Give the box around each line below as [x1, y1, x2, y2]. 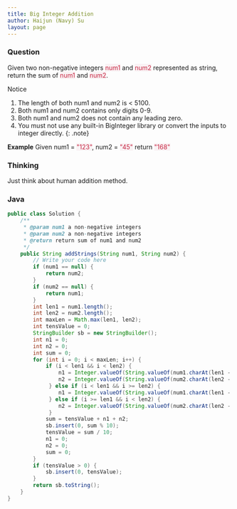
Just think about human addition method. [7, 176, 128, 185]
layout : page [7, 23, 46, 31]
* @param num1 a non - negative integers [23, 224, 142, 231]
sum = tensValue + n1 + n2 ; [45, 416, 130, 423]
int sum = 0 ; [33, 350, 72, 357]
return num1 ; [45, 290, 84, 297]
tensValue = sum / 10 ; [45, 429, 113, 436]
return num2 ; [45, 270, 84, 278]
